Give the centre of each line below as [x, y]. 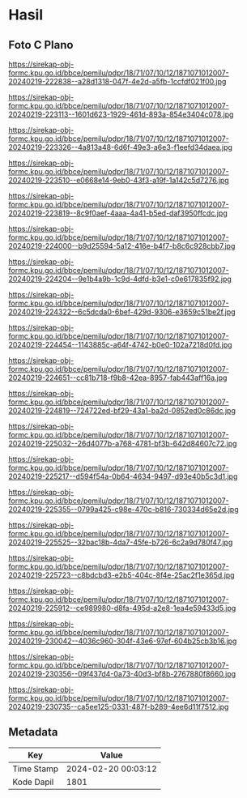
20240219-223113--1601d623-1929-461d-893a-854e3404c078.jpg [121, 114]
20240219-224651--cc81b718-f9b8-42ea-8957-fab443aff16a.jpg [118, 378]
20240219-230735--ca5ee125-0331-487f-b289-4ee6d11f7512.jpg [119, 707]
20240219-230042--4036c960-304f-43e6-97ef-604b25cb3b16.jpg [123, 641]
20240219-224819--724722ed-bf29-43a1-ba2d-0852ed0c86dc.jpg [122, 410]
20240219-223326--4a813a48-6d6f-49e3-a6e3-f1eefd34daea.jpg [121, 147]
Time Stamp [36, 769]
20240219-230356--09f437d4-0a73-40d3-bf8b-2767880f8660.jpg [122, 674]
